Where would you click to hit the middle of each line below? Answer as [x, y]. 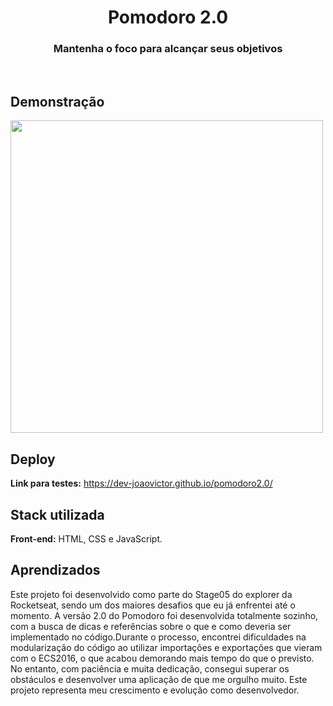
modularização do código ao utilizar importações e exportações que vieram [166, 647]
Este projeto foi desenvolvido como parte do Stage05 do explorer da [151, 594]
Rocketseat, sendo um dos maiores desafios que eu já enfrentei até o [153, 605]
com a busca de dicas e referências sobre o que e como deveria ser [151, 626]
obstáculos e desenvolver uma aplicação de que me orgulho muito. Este [159, 679]
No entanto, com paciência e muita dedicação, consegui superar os [150, 668]
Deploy [33, 459]
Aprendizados [55, 570]
